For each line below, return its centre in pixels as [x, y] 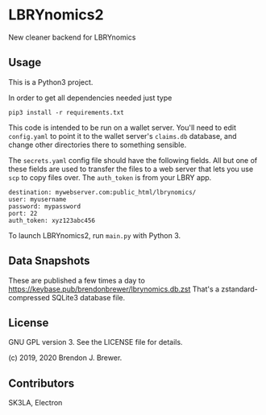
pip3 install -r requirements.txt [66, 112]
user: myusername [37, 199]
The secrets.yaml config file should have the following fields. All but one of [133, 160]
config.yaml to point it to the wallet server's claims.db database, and [123, 136]
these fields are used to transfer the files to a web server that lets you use [131, 169]
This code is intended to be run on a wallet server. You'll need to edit [122, 128]
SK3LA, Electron [35, 403]
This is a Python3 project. [51, 82]
